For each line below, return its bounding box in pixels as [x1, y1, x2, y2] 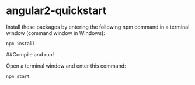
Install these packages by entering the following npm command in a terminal [6, 23, 190, 30]
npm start [6, 73, 30, 79]
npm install [6, 41, 35, 47]
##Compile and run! [6, 51, 54, 58]
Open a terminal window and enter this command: [6, 62, 127, 69]
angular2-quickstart [6, 4, 107, 17]
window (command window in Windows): [6, 29, 105, 36]
